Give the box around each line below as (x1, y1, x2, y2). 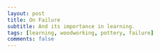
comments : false (7, 36, 54, 43)
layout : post (7, 10, 45, 17)
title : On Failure (7, 17, 61, 23)
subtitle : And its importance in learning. (7, 23, 136, 30)
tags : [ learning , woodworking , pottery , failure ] (7, 29, 154, 36)
